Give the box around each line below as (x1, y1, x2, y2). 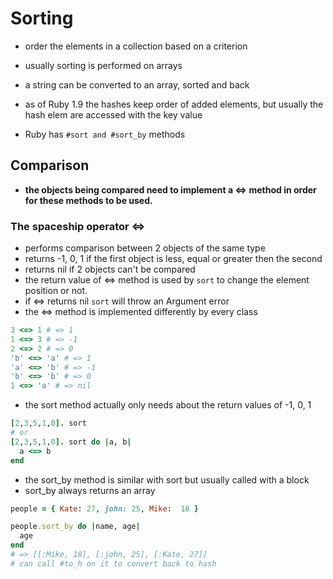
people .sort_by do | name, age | (10, 522, 141, 532)
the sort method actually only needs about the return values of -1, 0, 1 (24, 399, 312, 411)
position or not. (24, 285, 88, 297)
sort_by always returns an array (24, 484, 156, 496)
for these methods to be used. (24, 194, 153, 206)
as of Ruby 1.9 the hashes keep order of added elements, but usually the (24, 98, 324, 110)
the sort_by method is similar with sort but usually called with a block (24, 473, 310, 486)
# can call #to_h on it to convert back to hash (10, 558, 217, 569)
